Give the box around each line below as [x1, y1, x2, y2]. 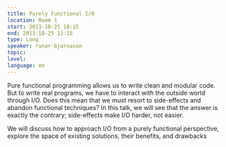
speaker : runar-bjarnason [7, 42, 82, 49]
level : [7, 56, 26, 63]
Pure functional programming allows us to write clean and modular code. [7, 81, 216, 89]
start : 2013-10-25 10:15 [7, 23, 79, 30]
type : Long [7, 36, 39, 43]
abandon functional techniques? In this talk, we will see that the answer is [7, 103, 218, 111]
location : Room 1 [7, 17, 58, 24]
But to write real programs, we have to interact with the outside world [7, 88, 206, 97]
